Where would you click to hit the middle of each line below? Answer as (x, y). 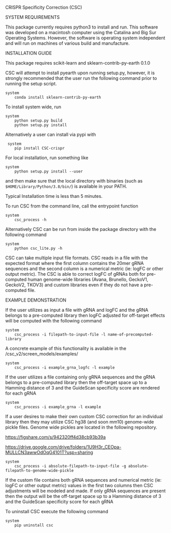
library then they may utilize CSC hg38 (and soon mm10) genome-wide (80, 422)
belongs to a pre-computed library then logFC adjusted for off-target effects (85, 315)
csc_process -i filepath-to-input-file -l (60, 335)
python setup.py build (38, 121)
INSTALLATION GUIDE (29, 53)
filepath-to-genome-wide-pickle (39, 470)
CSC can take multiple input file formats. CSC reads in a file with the (77, 258)
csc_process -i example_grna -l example (58, 407)
